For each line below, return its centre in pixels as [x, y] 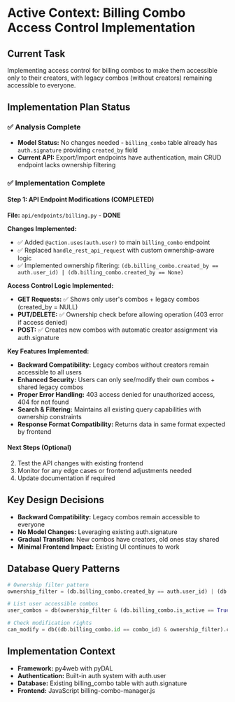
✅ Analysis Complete [44, 127]
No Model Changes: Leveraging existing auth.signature [97, 532]
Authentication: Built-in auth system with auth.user [92, 675]
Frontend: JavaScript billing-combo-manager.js [86, 690]
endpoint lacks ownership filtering [66, 164]
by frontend [34, 431]
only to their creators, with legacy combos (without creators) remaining [110, 78]
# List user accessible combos [53, 604]
